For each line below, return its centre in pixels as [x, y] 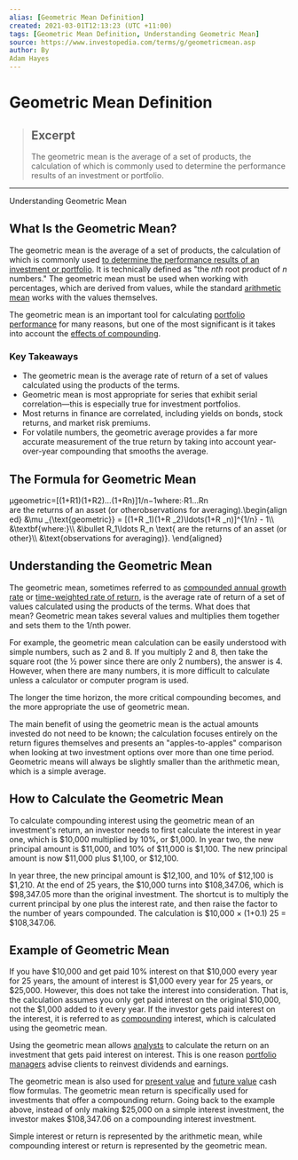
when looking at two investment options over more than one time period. [142, 752]
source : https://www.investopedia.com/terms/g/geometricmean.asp [132, 42]
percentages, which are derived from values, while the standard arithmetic [145, 288]
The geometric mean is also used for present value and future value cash [143, 1081]
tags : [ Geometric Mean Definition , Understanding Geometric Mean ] [134, 34]
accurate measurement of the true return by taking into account [138, 442]
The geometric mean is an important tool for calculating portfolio [127, 314]
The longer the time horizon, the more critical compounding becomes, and [145, 697]
